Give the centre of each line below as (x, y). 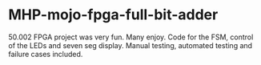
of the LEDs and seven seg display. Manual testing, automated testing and (130, 45)
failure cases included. (46, 54)
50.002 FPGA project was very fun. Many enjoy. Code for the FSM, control (131, 37)
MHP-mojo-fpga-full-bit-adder (113, 15)
